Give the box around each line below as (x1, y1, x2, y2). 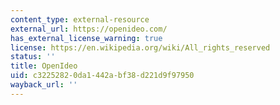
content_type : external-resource (10, 14, 150, 25)
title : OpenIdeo (10, 61, 78, 71)
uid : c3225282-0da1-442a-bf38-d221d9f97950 (10, 71, 195, 81)
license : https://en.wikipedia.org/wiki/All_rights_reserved (10, 42, 271, 53)
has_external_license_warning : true (10, 33, 163, 43)
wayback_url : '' (10, 80, 78, 90)
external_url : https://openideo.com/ (10, 24, 168, 34)
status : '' (10, 52, 56, 62)
